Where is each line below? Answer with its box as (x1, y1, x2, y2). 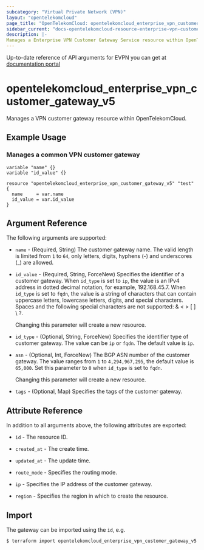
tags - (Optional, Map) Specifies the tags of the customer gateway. (15, 388, 183, 395)
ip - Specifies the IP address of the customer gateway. (15, 481, 152, 488)
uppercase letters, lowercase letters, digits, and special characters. (15, 296, 183, 304)
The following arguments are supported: (6, 234, 107, 242)
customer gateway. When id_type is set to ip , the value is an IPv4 (15, 277, 180, 285)
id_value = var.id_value (12, 196, 75, 203)
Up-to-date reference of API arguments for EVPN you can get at (6, 54, 167, 61)
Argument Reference (6, 218, 87, 229)
